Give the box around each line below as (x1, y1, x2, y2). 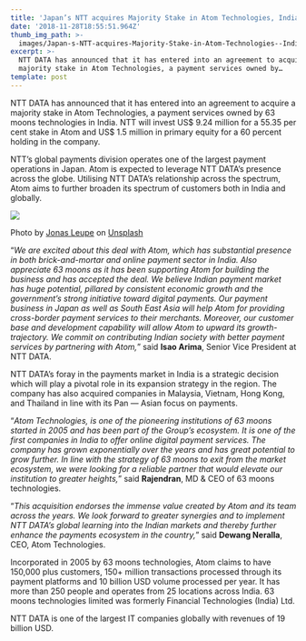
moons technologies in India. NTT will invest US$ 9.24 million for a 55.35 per (10, 116, 297, 127)
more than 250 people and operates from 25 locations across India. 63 (10, 586, 275, 596)
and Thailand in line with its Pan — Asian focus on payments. (10, 397, 239, 408)
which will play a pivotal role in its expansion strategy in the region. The (10, 378, 278, 389)
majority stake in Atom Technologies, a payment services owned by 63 (10, 106, 276, 118)
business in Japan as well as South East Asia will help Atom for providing (10, 302, 285, 314)
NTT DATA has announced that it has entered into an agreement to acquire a (10, 97, 296, 108)
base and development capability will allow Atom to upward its (10, 322, 246, 333)
